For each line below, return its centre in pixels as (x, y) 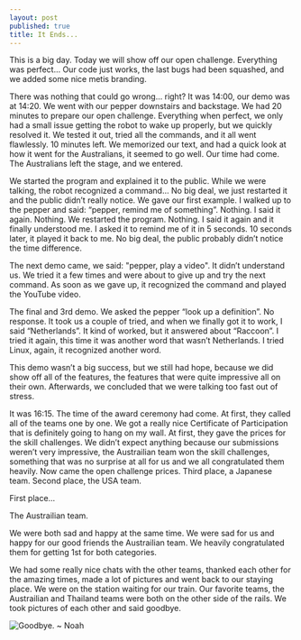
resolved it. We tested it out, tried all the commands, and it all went (133, 135)
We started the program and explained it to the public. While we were (138, 181)
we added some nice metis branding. (78, 79)
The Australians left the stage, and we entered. (96, 164)
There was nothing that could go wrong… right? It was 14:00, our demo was (150, 96)
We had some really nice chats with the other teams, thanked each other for (150, 570)
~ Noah (70, 626)
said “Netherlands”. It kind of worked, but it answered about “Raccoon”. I (144, 331)
